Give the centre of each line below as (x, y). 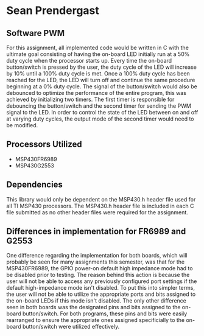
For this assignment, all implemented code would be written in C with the (97, 47)
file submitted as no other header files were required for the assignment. (97, 212)
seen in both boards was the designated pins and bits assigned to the (93, 307)
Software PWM (36, 33)
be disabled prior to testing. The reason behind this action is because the (98, 275)
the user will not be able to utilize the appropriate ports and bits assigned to (101, 294)
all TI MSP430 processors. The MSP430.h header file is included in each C (100, 206)
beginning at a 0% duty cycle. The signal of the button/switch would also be (102, 86)
